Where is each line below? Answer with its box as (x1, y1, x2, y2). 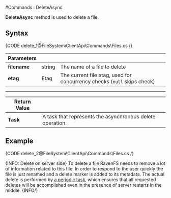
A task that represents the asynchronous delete (42, 113, 156, 120)
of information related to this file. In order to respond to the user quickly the (5, 165, 163, 171)
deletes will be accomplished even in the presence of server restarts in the (5, 182, 162, 188)
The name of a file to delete (60, 63, 126, 70)
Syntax (5, 29, 28, 38)
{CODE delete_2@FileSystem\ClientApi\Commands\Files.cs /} (5, 150, 134, 156)
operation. (42, 119, 67, 127)
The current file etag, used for (60, 71, 132, 79)
